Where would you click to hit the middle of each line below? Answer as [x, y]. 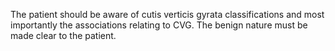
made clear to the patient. [63, 35]
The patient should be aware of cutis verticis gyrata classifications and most [167, 14]
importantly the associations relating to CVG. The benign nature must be [159, 25]
